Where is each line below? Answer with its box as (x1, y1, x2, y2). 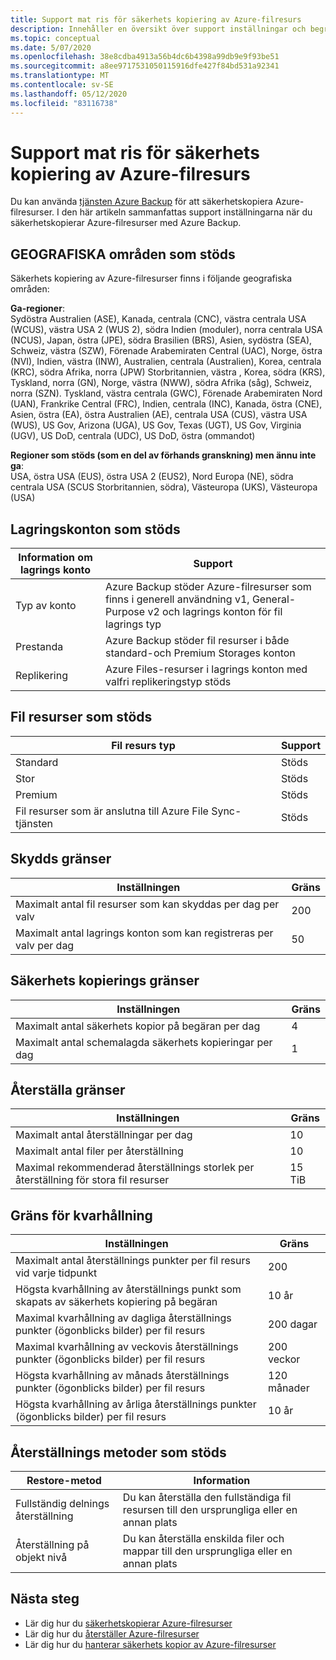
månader (268, 1381, 310, 1395)
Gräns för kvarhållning (10, 1207, 153, 1224)
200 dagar (268, 1317, 318, 1331)
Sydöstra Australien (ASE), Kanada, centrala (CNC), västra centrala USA (10, 313, 307, 325)
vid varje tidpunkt (15, 1266, 98, 1280)
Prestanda (15, 640, 64, 654)
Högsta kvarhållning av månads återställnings (15, 1369, 230, 1383)
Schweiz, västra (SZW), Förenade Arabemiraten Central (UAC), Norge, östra (10, 345, 323, 357)
